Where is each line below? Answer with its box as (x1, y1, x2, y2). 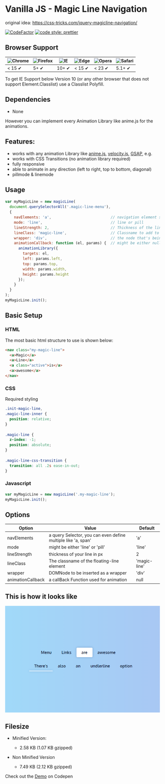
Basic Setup (5, 311, 43, 320)
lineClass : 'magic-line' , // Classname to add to (14, 230, 160, 235)
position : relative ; (9, 416, 52, 421)
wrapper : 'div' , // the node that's (14, 235, 151, 240)
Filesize (5, 722, 29, 730)
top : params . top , (23, 261, 58, 266)
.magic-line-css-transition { (5, 458, 67, 463)
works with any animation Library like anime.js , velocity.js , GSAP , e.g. (12, 150, 152, 156)
